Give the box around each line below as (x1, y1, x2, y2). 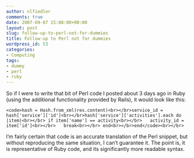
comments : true (6, 14, 43, 20)
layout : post (6, 25, 38, 31)
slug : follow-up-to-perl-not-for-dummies (6, 30, 109, 36)
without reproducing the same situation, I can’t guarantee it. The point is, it (6, 139, 185, 146)
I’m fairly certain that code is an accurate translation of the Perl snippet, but (6, 133, 188, 140)
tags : (6, 57, 19, 63)
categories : (6, 47, 35, 53)
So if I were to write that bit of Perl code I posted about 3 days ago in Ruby (6, 90, 186, 97)
